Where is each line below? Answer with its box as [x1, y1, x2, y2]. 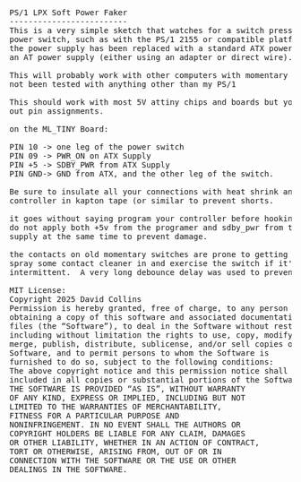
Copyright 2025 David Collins [9, 295, 142, 304]
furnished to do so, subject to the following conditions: [9, 357, 275, 366]
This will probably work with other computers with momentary [9, 71, 288, 80]
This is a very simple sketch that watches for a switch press [9, 26, 293, 35]
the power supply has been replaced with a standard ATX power [9, 44, 293, 53]
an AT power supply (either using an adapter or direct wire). [9, 53, 293, 62]
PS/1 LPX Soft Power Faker [9, 8, 128, 17]
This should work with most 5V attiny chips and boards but [9, 98, 279, 107]
